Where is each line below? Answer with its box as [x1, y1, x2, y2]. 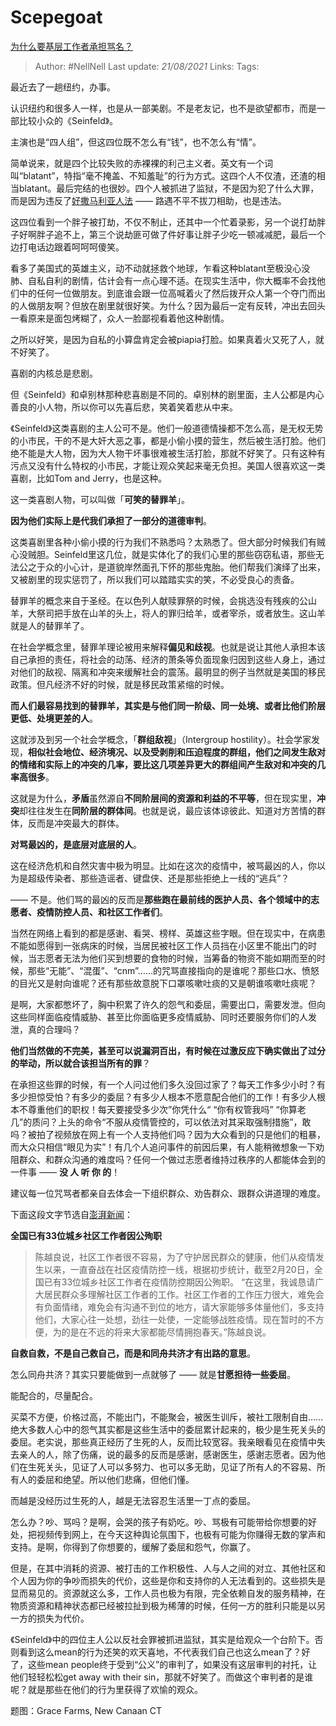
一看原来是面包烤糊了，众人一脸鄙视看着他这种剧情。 [10, 312, 230, 324]
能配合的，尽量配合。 [10, 1389, 98, 1401]
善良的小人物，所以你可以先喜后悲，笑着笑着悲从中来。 [10, 401, 238, 413]
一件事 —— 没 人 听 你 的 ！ [10, 1166, 121, 1178]
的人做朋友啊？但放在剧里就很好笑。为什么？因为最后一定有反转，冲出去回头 [10, 299, 326, 311]
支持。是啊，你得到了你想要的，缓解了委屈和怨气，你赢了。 [10, 1541, 256, 1553]
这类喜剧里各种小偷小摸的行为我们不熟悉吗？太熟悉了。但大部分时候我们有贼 [10, 536, 326, 548]
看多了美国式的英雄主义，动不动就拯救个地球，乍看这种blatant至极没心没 [10, 262, 311, 274]
